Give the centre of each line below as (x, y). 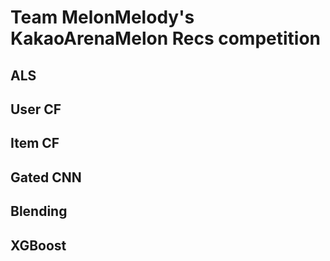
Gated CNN (46, 177)
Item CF (35, 143)
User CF (36, 109)
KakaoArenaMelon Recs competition (166, 38)
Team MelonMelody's (102, 17)
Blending (39, 211)
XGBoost (38, 245)
